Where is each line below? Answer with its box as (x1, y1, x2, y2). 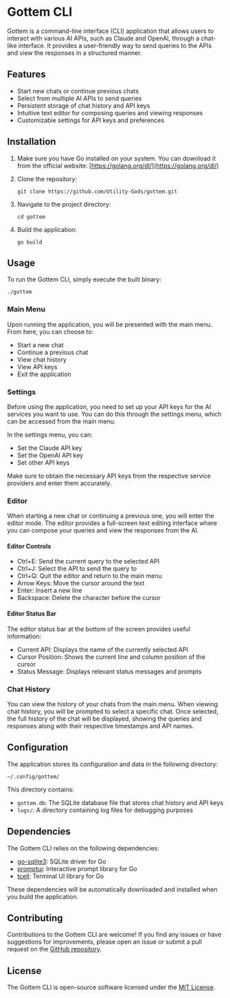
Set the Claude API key (16, 443, 82, 452)
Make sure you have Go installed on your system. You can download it (16, 154, 216, 162)
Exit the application (16, 370, 72, 378)
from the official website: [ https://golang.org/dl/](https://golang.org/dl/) (16, 161, 219, 170)
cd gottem (16, 213, 46, 220)
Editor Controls (7, 542, 51, 550)
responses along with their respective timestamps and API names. (7, 721, 194, 730)
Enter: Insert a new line (16, 586, 82, 594)
